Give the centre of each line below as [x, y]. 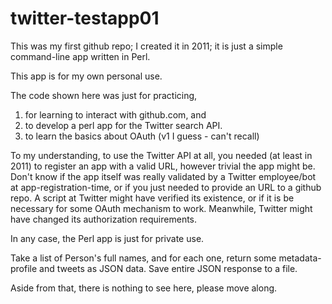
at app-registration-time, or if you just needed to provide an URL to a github [166, 187]
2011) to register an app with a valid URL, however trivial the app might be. [163, 166]
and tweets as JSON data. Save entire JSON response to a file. [168, 268]
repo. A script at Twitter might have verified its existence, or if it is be [152, 198]
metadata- [300, 258]
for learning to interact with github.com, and [115, 114]
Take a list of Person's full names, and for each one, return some [143, 258]
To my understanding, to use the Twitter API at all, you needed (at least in [161, 155]
